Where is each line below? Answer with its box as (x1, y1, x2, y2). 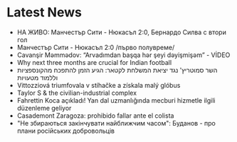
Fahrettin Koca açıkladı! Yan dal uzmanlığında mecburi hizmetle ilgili (16, 96, 216, 104)
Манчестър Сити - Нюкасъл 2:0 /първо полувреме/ (16, 43, 175, 51)
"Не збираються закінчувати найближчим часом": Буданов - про (16, 118, 216, 127)
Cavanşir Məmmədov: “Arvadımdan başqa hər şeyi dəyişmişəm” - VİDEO (16, 51, 231, 59)
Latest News (6, 4, 83, 21)
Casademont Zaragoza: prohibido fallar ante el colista (16, 111, 174, 120)
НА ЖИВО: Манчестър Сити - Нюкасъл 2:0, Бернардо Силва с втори (16, 28, 227, 36)
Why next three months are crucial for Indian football (16, 58, 172, 66)
